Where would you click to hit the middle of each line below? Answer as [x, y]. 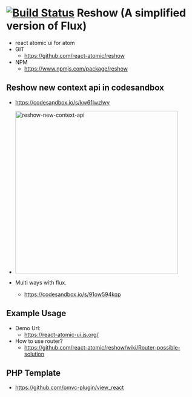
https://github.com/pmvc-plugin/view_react [69, 388]
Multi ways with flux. [41, 282]
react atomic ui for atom [45, 43]
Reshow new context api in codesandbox [85, 88]
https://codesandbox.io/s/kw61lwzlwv [62, 102]
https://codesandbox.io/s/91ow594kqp [72, 294]
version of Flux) [47, 26]
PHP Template [34, 373]
